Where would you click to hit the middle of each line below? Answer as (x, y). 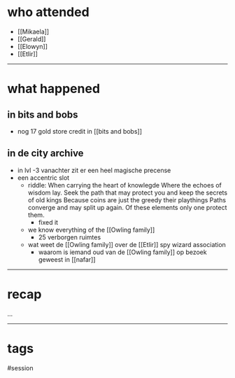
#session (20, 367)
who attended (48, 12)
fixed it (48, 222)
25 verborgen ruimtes (70, 237)
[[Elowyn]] (32, 46)
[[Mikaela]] (33, 31)
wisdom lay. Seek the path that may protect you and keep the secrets (128, 192)
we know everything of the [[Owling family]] (91, 230)
